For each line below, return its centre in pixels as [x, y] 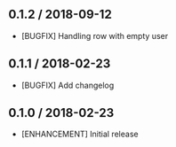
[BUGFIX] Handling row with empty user [95, 35]
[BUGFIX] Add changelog [68, 85]
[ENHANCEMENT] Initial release [80, 134]
